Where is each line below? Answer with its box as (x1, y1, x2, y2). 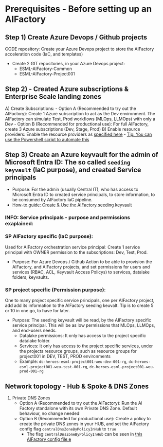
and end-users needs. (12, 327, 57, 334)
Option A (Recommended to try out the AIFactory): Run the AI (19, 400, 143, 406)
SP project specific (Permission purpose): (5, 286, 106, 293)
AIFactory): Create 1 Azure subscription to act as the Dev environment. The (5, 110, 156, 116)
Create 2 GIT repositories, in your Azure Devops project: (12, 61, 125, 66)
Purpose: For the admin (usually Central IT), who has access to (12, 186, 139, 192)
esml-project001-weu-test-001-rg (19, 365, 88, 370)
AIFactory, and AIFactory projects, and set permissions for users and (12, 264, 150, 269)
